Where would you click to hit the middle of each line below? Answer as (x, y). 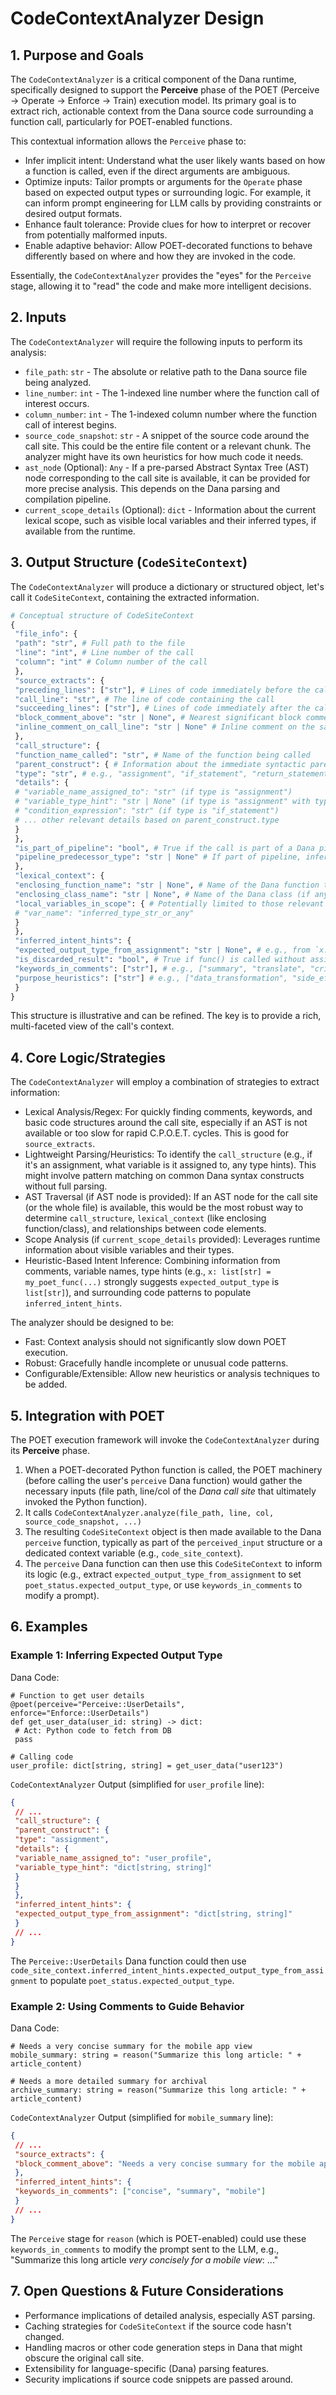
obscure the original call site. (84, 2358)
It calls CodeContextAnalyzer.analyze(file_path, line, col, (149, 1512)
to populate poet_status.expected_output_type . (137, 1980)
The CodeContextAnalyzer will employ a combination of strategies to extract (165, 1082)
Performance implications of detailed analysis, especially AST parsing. (170, 2315)
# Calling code (42, 1757)
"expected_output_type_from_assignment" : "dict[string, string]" (153, 1914)
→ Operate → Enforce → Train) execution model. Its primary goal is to (153, 100)
